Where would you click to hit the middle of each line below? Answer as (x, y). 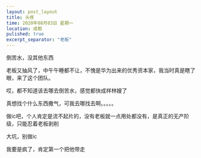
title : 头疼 (20, 17)
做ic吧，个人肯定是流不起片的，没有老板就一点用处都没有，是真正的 (90, 116)
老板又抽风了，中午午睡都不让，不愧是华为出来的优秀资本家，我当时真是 (95, 70)
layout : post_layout (32, 12)
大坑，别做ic (22, 136)
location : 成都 (24, 29)
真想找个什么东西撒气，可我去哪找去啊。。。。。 (61, 103)
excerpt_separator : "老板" (39, 40)
